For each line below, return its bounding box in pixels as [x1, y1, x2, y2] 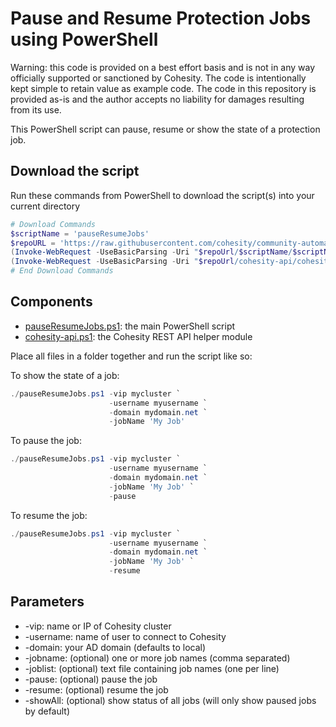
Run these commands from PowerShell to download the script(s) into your [10, 189, 315, 201]
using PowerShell [10, 28, 159, 51]
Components [10, 293, 93, 311]
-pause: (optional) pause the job [24, 673, 158, 685]
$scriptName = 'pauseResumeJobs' [10, 228, 150, 239]
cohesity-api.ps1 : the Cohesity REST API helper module [24, 330, 253, 342]
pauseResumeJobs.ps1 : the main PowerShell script [24, 320, 236, 332]
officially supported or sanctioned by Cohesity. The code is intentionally [10, 72, 307, 84]
